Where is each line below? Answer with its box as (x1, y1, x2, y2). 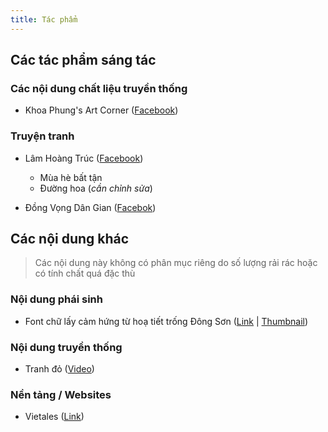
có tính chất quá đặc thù (34, 267, 136, 280)
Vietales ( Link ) (24, 411, 85, 423)
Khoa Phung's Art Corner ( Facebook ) (24, 104, 179, 116)
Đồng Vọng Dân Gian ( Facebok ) (24, 201, 157, 213)
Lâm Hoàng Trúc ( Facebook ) (24, 152, 144, 164)
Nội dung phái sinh (10, 292, 103, 306)
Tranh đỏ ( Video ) (24, 363, 95, 375)
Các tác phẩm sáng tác (10, 52, 157, 69)
